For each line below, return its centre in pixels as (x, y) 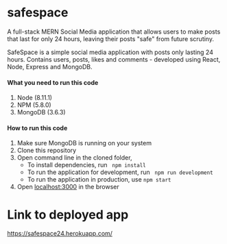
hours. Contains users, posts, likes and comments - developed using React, (114, 59)
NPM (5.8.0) (34, 105)
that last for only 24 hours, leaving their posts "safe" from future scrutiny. (111, 38)
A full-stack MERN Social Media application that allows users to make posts (114, 32)
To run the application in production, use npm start (99, 180)
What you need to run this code (53, 82)
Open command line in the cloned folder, (74, 158)
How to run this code (37, 127)
